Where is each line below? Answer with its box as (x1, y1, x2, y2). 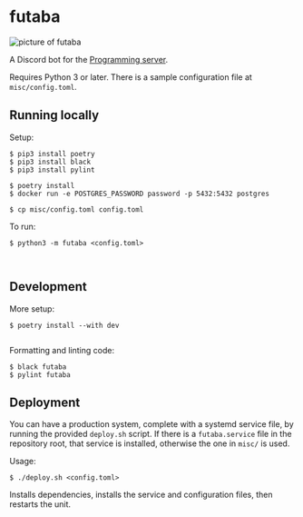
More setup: (9, 303, 55, 314)
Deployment (9, 394, 81, 410)
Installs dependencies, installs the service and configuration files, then (9, 489, 273, 501)
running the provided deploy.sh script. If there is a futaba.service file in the (9, 429, 292, 440)
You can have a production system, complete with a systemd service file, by (9, 419, 295, 430)
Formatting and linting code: (9, 344, 115, 355)
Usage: (9, 456, 36, 467)
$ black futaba (9, 362, 67, 372)
